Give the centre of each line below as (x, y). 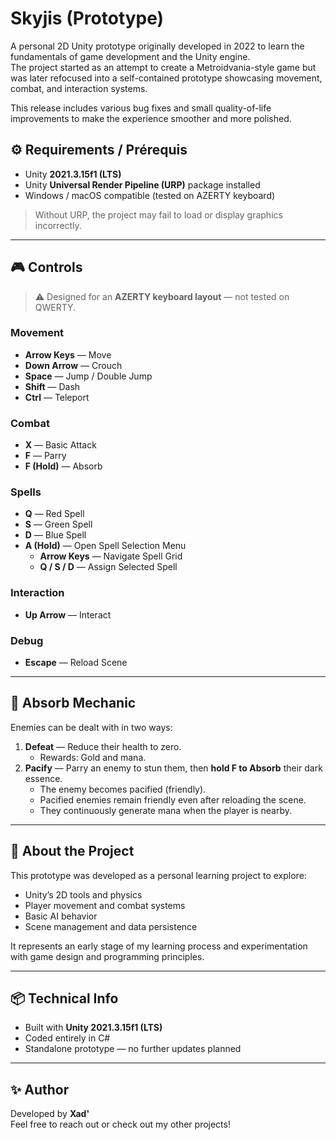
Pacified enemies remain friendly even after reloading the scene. (173, 799)
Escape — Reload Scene (76, 663)
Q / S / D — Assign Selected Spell (108, 567)
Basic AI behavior (61, 916)
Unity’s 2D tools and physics (83, 894)
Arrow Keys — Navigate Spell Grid (111, 556)
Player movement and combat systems (105, 905)
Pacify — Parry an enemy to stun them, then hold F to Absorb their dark (173, 768)
